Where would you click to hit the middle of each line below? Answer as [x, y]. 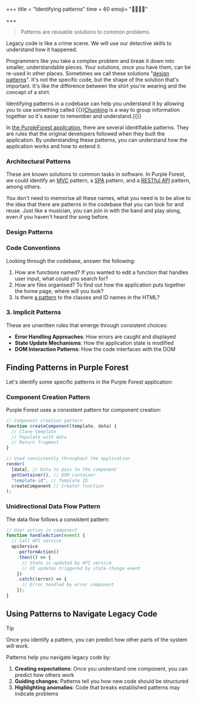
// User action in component [42, 530]
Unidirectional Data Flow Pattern [54, 507]
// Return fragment [35, 442]
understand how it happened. [42, 49]
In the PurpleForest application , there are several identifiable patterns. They [98, 127]
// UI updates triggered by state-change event [81, 568]
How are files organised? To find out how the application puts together [100, 285]
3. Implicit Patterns [34, 312]
